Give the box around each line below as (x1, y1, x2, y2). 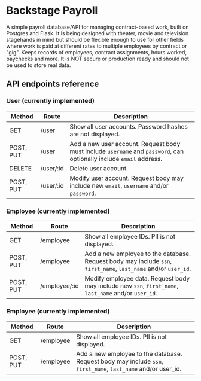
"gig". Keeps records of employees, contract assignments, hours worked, (6, 48, 187, 56)
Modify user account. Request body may (69, 174, 184, 182)
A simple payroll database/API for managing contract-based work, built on (6, 23, 190, 31)
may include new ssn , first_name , (84, 282, 179, 290)
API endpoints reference (6, 79, 99, 89)
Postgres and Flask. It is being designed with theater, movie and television (6, 29, 189, 36)
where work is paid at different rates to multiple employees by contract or (6, 42, 187, 50)
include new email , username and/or (69, 181, 169, 190)
